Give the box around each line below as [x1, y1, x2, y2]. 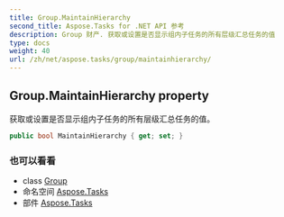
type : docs [9, 38, 50, 48]
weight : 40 [9, 47, 50, 56]
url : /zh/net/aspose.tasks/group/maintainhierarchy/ [9, 55, 212, 64]
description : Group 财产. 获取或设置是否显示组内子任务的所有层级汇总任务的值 [9, 30, 276, 39]
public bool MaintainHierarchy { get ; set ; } [9, 131, 183, 140]
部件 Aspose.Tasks [22, 197, 93, 208]
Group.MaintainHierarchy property [9, 88, 210, 104]
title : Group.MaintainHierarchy [9, 13, 131, 23]
